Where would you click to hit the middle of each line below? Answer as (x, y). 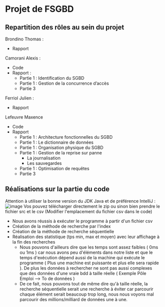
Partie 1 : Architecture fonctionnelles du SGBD (66, 137)
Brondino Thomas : (24, 39)
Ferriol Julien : (20, 98)
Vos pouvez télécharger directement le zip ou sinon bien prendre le (92, 206)
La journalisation (44, 158)
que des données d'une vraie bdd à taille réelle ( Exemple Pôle (83, 273)
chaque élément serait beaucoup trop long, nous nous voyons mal (87, 294)
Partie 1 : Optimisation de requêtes (54, 169)
